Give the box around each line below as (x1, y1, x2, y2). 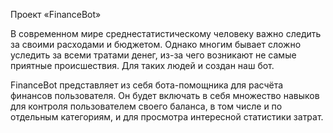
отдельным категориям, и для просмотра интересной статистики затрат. (10, 111, 324, 123)
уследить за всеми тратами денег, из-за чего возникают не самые (10, 49, 297, 61)
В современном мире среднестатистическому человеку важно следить (10, 28, 322, 39)
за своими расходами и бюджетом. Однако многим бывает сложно (10, 39, 302, 50)
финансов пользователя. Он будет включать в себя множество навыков (10, 90, 320, 101)
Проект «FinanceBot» (10, 9, 102, 20)
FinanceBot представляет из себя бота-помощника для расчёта (10, 79, 284, 91)
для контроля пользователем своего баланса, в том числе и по (10, 100, 283, 112)
